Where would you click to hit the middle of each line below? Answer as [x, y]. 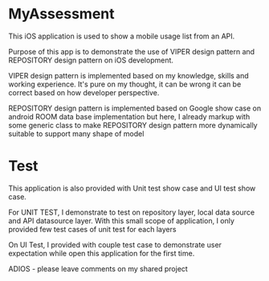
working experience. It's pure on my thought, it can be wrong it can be [125, 84]
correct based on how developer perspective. [84, 92]
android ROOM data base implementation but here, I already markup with [129, 116]
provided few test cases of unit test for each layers [92, 229]
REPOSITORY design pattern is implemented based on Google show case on [135, 108]
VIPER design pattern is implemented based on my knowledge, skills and [128, 75]
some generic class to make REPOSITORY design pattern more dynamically [133, 125]
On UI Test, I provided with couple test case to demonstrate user [115, 244]
